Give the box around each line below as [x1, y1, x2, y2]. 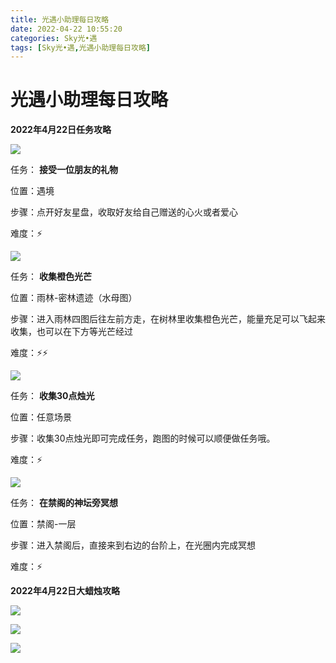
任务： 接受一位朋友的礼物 [10, 164, 118, 176]
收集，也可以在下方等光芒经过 [10, 326, 133, 338]
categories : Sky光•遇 [10, 33, 98, 43]
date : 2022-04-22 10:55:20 [10, 24, 123, 34]
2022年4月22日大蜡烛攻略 [10, 585, 120, 597]
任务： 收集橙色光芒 [10, 271, 92, 283]
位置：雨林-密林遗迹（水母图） [10, 292, 138, 304]
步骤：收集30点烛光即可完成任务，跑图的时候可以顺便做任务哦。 [10, 432, 276, 445]
